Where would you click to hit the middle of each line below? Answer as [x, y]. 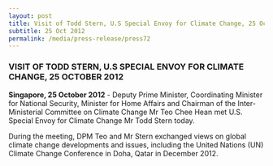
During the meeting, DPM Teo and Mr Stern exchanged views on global [127, 136]
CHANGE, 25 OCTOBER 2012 [66, 77]
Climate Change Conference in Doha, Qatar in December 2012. [113, 153]
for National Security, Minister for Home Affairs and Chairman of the [122, 103]
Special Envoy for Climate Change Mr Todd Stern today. [102, 120]
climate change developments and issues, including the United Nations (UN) [136, 145]
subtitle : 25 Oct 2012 [47, 31]
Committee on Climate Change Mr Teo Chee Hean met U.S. [143, 112]
